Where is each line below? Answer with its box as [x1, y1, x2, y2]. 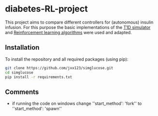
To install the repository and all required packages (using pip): [5, 56, 129, 62]
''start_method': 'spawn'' [12, 106, 62, 112]
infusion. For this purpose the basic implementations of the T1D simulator [5, 24, 151, 30]
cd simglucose [5, 70, 34, 75]
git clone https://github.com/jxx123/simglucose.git [5, 65, 114, 70]
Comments [5, 88, 39, 96]
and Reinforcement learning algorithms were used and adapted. [5, 29, 132, 35]
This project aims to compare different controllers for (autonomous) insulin [5, 19, 154, 25]
